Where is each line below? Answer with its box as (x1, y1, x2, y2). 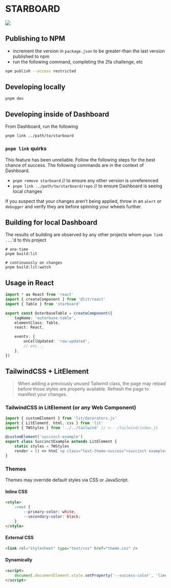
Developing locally (5, 82, 66, 92)
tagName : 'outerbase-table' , (14, 315, 76, 321)
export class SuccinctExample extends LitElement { (5, 439, 117, 444)
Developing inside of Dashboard (5, 110, 109, 119)
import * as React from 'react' (5, 292, 74, 297)
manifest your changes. (17, 391, 68, 398)
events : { (14, 334, 36, 339)
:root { (14, 505, 31, 510)
